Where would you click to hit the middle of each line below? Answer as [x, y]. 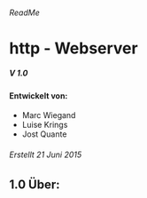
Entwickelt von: [39, 95]
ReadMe [24, 12]
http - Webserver [74, 48]
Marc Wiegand [49, 115]
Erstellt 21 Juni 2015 [46, 154]
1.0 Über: [35, 184]
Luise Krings [45, 125]
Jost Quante [44, 134]
